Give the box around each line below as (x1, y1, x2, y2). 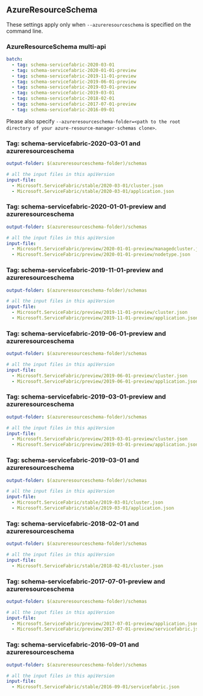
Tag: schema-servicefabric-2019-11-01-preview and (6, 266, 163, 275)
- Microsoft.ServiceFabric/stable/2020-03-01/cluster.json (11, 183, 164, 189)
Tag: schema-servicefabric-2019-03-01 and (6, 456, 140, 464)
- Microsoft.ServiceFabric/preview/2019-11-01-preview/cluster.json (11, 310, 188, 316)
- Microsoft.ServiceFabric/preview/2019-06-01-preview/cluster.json (11, 372, 188, 379)
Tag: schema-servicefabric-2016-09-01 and (6, 640, 140, 649)
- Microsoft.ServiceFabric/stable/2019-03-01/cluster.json (11, 499, 164, 506)
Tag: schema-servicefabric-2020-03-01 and (6, 139, 141, 148)
